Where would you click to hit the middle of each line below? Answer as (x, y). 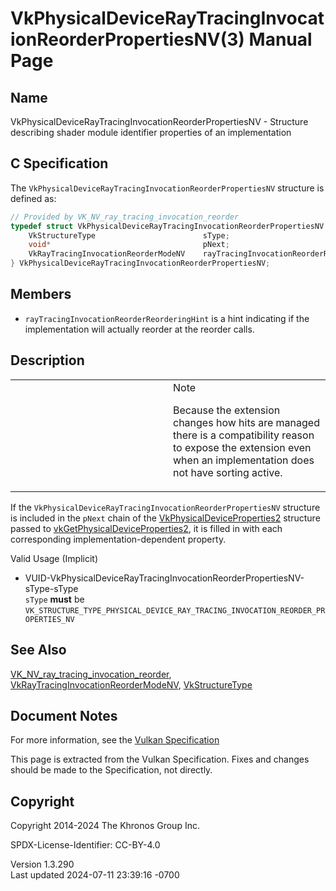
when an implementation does (244, 460)
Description (47, 360)
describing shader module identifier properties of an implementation (151, 132)
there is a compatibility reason (244, 435)
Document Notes (64, 715)
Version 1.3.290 (42, 864)
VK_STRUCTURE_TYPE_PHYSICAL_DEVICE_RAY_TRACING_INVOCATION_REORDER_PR (175, 610)
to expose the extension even (242, 447)
